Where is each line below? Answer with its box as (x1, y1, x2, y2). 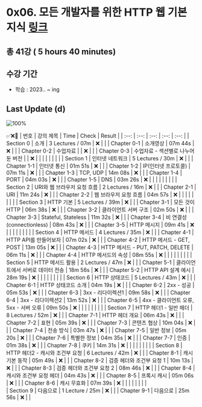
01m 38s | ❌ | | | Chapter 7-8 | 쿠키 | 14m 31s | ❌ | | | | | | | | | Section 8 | (6, 342, 183, 349)
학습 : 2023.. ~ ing (14, 86, 60, 93)
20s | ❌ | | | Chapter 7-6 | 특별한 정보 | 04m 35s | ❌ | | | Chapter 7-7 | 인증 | (6, 334, 191, 341)
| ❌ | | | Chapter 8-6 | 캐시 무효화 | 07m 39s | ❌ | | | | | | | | (6, 379, 147, 386)
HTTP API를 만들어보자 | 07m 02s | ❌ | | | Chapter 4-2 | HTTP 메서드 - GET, (6, 236, 190, 244)
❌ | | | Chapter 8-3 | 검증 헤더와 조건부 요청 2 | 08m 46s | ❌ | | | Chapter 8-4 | (6, 364, 195, 371)
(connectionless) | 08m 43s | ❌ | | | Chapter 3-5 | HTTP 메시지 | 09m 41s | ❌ (6, 221, 195, 229)
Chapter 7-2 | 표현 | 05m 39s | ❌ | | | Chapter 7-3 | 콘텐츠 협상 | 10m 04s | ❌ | (6, 319, 196, 326)
